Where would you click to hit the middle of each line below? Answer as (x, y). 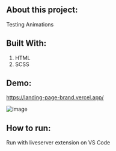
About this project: (42, 10)
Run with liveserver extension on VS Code (58, 143)
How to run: (29, 128)
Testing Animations (30, 24)
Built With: (26, 44)
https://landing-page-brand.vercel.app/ (55, 97)
